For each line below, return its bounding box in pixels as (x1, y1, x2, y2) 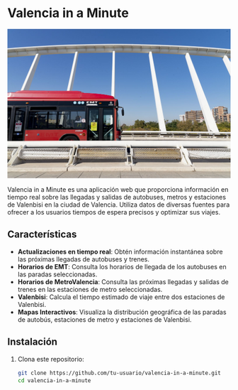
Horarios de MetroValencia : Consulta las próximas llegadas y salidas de (17, 277, 229, 286)
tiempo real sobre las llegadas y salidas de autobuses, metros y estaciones (7, 193, 227, 202)
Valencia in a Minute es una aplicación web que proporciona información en (7, 185, 229, 194)
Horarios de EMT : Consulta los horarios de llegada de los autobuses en (17, 262, 227, 271)
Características (7, 229, 77, 241)
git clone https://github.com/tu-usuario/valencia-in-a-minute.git (17, 369, 221, 377)
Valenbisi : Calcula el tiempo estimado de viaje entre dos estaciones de (17, 293, 225, 301)
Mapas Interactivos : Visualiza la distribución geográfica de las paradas (17, 308, 227, 316)
